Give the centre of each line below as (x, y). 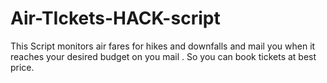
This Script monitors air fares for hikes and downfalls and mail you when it (163, 46)
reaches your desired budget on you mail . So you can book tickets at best (163, 56)
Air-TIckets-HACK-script (115, 18)
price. (22, 67)
